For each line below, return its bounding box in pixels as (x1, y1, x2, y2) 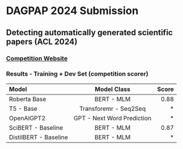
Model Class (94, 85, 131, 93)
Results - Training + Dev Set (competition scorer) (6, 70, 148, 78)
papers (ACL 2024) (6, 36, 78, 46)
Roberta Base (9, 95, 46, 103)
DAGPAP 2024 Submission (6, 4, 139, 18)
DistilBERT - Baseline (9, 133, 69, 141)
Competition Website (6, 54, 68, 62)
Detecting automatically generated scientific (6, 28, 173, 38)
